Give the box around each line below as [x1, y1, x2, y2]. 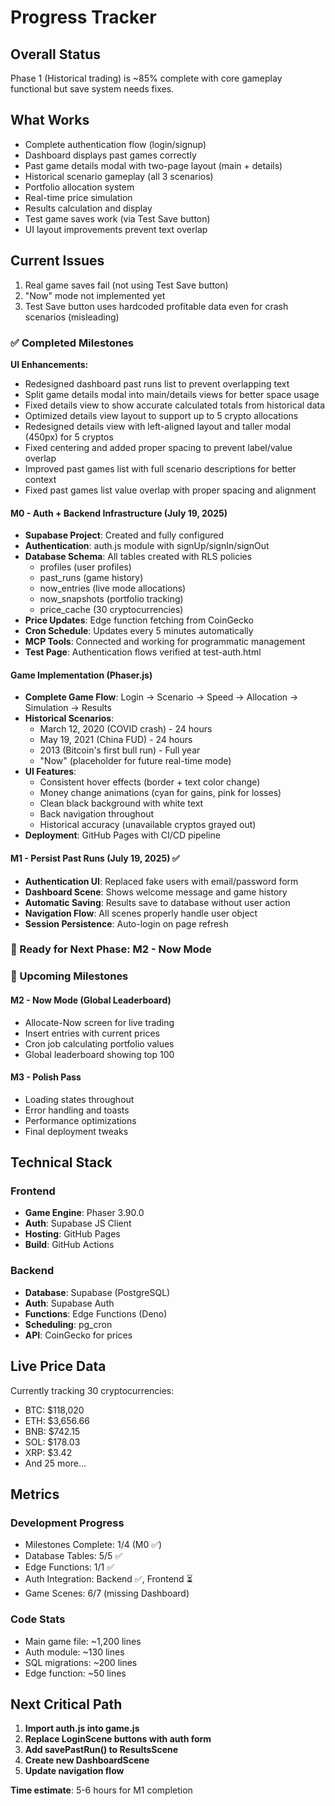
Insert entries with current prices [24, 1027, 161, 1039]
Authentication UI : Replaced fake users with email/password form [24, 875, 299, 887]
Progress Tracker [10, 6, 157, 29]
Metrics [10, 1486, 60, 1503]
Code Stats [10, 1612, 66, 1626]
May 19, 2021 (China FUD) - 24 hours [39, 734, 193, 746]
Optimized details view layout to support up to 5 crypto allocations [24, 409, 299, 421]
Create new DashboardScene [24, 1754, 150, 1766]
